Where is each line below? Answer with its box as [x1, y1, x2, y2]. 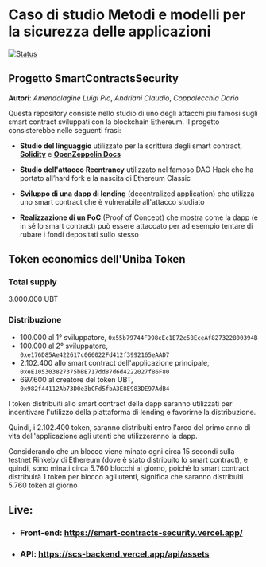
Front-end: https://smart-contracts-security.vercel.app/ [19, 527, 244, 538]
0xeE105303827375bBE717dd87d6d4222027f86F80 [19, 368, 170, 376]
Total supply [8, 276, 57, 287]
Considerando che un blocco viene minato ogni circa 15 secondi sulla [8, 446, 235, 456]
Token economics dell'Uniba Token [8, 252, 186, 266]
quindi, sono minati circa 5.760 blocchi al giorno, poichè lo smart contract [8, 463, 249, 473]
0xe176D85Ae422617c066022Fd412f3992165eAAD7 [19, 350, 170, 359]
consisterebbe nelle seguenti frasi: [8, 125, 121, 135]
